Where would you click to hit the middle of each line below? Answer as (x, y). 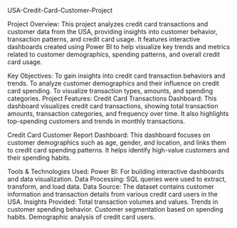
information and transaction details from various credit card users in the (113, 194)
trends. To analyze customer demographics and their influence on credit (113, 83)
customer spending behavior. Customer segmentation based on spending (115, 209)
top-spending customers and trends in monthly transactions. (96, 121)
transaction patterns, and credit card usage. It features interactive (104, 39)
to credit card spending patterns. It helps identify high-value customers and (118, 150)
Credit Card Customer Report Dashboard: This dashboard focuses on (109, 135)
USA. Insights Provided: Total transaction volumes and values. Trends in (113, 202)
